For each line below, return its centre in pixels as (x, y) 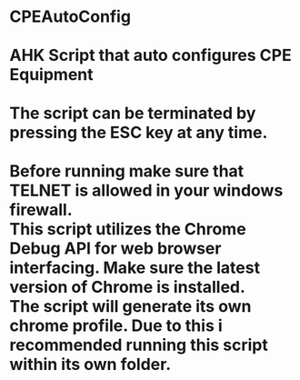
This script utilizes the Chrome (128, 230)
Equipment (51, 75)
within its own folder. (90, 365)
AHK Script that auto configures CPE (151, 55)
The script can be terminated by (133, 113)
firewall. (41, 210)
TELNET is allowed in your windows (146, 190)
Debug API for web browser (115, 249)
